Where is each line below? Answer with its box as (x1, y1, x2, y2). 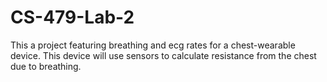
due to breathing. (10, 60, 82, 72)
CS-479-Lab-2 (10, 6, 135, 29)
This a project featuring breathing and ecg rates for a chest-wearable (10, 39, 296, 51)
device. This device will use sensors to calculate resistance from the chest (10, 49, 317, 61)
